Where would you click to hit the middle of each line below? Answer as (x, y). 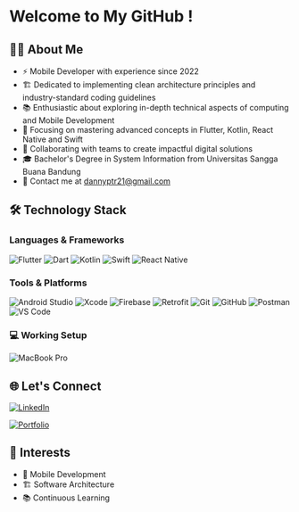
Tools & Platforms (48, 283)
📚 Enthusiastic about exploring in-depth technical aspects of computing (155, 107)
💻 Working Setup (48, 334)
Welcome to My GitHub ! (101, 17)
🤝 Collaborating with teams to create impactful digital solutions (137, 149)
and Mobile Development (68, 120)
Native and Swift (52, 139)
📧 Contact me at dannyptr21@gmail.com (96, 181)
